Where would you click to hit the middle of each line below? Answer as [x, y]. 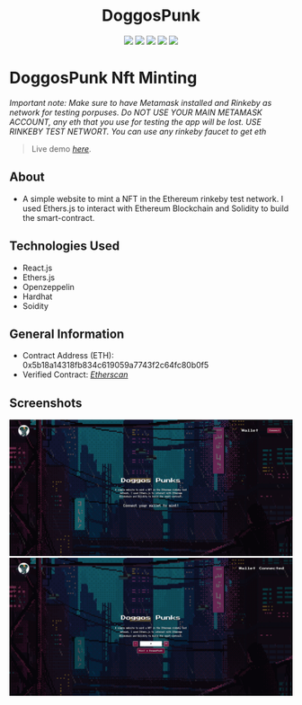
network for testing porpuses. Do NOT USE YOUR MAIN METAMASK [136, 112]
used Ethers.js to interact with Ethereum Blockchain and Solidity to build [155, 208]
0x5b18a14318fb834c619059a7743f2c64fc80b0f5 [115, 366]
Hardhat [37, 296]
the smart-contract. [58, 217]
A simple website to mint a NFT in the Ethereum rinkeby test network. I [153, 198]
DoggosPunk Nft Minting [103, 78]
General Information [67, 334]
